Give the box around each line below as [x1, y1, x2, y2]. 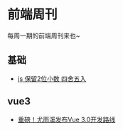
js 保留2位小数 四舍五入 [17, 74, 87, 82]
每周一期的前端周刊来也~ [7, 31, 80, 40]
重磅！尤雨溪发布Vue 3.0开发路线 [17, 115, 116, 124]
